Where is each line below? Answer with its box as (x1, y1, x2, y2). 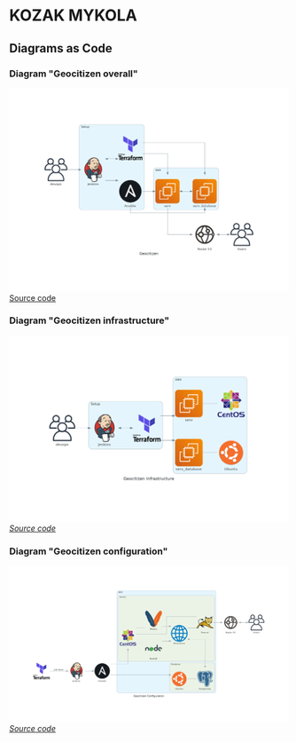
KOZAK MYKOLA (9, 5, 137, 26)
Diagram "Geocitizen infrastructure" (9, 314, 170, 327)
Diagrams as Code (9, 41, 113, 56)
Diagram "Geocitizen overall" (9, 67, 139, 80)
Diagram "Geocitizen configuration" (9, 545, 168, 557)
